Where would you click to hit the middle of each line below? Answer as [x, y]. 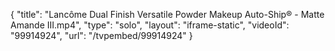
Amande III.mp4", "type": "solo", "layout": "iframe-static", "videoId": [150, 25]
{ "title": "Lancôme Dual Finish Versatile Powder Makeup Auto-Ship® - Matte [167, 14]
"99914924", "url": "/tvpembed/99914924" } [101, 35]
